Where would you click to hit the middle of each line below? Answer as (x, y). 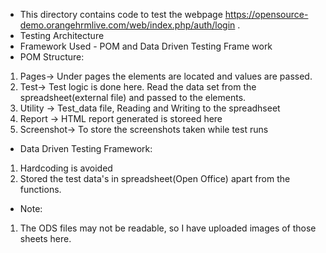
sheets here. (45, 238)
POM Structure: (52, 57)
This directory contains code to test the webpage (121, 14)
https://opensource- (266, 14)
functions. (40, 189)
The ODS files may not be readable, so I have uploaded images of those (168, 228)
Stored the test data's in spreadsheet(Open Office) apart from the (155, 178)
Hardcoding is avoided (66, 168)
